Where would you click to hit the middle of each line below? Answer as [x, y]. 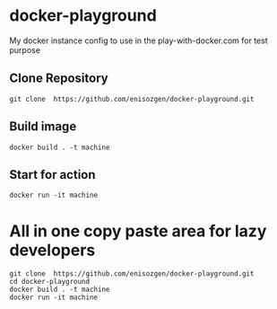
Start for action [52, 175]
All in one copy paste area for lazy [138, 231]
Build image [43, 127]
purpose [25, 49]
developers [52, 250]
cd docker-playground [50, 282]
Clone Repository [59, 79]
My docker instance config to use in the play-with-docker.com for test [139, 40]
